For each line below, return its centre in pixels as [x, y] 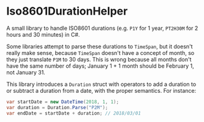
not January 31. [26, 72]
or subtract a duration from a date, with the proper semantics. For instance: [101, 90]
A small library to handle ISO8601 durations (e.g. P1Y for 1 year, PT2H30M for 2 [102, 28]
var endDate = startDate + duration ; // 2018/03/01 [74, 113]
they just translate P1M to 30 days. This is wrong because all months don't [99, 59]
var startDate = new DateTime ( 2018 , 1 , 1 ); [63, 102]
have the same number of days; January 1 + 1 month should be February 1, [100, 66]
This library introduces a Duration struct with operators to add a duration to [101, 84]
